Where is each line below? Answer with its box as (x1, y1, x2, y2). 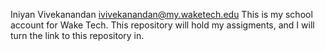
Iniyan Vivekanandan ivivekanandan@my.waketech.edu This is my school (10, 9, 313, 20)
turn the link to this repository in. (10, 30, 145, 41)
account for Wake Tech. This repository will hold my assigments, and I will (10, 19, 315, 31)
